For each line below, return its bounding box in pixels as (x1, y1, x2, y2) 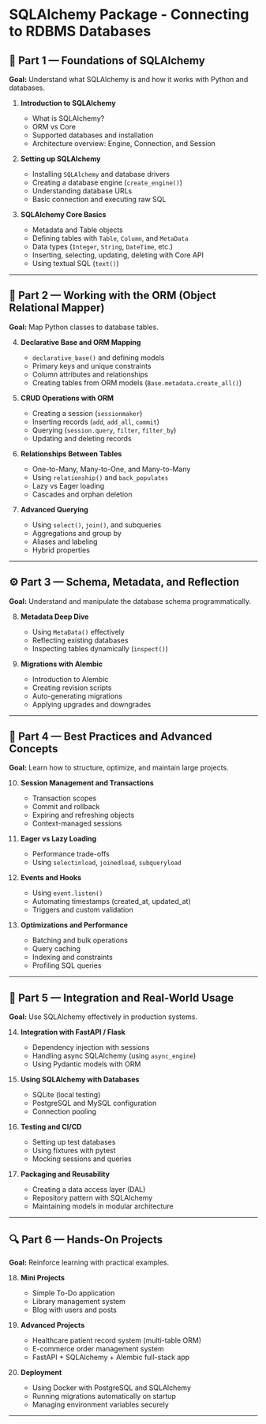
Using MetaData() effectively (32, 627, 125, 636)
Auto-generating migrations (32, 691, 123, 700)
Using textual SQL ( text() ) (32, 259, 119, 268)
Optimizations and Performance (20, 920, 129, 930)
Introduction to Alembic (32, 674, 109, 684)
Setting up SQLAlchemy (20, 154, 101, 163)
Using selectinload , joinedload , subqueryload (32, 858, 182, 868)
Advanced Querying (20, 504, 89, 514)
